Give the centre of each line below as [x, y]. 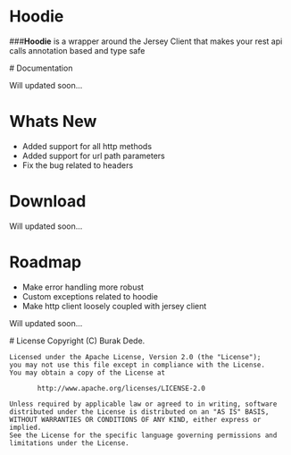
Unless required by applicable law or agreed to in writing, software [143, 404]
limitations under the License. [69, 443]
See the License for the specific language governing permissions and [143, 435]
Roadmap [46, 262]
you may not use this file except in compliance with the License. [137, 365]
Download [48, 202]
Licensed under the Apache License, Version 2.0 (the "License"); [135, 357]
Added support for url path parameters [93, 156]
